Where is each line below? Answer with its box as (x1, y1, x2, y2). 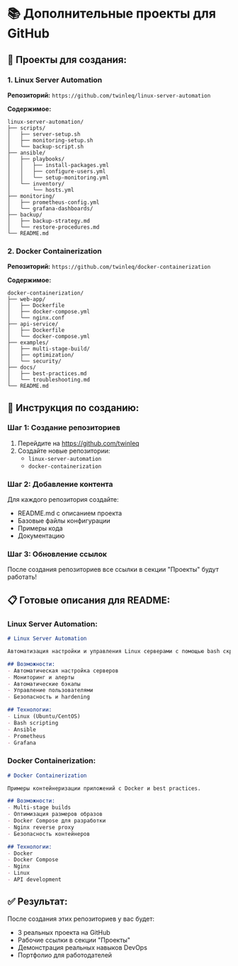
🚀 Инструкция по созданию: (7, 401, 140, 414)
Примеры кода (17, 524, 63, 533)
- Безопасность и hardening (7, 694, 91, 701)
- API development (7, 876, 62, 883)
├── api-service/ (7, 321, 59, 328)
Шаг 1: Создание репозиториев (7, 422, 120, 432)
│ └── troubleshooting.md (7, 376, 91, 384)
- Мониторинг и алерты (7, 674, 74, 681)
